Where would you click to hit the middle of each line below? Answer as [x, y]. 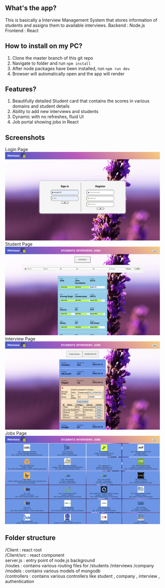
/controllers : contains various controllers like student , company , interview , [82, 576]
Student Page [19, 244]
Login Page [17, 150]
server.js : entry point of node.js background [50, 560]
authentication [20, 581]
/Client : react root [24, 549]
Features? [21, 89]
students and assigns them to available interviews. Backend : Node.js [75, 25]
